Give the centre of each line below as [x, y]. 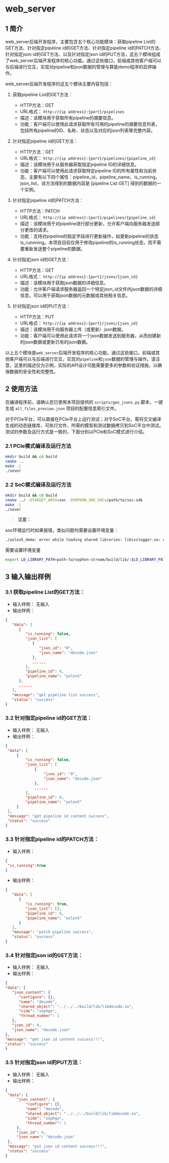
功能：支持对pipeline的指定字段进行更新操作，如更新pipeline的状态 [89, 236]
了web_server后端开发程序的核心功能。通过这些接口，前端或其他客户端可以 [83, 60]
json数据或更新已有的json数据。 [57, 342]
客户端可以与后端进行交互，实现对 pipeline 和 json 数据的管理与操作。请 [82, 359]
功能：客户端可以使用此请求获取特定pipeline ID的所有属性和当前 [86, 171]
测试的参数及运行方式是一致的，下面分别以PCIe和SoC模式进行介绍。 [76, 432]
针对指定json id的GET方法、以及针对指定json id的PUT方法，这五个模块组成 [83, 54]
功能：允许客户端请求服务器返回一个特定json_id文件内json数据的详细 [91, 289]
